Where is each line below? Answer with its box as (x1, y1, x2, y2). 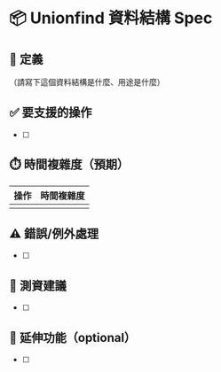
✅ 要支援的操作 (9, 105, 92, 120)
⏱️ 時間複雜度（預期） (9, 157, 130, 173)
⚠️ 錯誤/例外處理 (9, 227, 99, 242)
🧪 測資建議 (9, 278, 67, 293)
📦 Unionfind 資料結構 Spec (9, 8, 213, 28)
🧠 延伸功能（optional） (9, 329, 137, 345)
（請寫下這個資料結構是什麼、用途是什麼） (9, 77, 165, 87)
